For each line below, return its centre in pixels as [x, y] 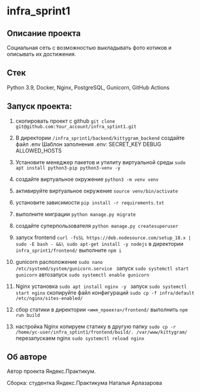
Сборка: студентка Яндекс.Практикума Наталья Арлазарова [84, 383]
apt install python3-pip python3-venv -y [68, 168]
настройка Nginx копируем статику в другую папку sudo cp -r [96, 326]
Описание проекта [44, 33]
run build [28, 315]
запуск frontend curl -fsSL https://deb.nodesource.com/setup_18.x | [103, 237]
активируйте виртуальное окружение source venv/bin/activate [97, 191]
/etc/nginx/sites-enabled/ [49, 298]
